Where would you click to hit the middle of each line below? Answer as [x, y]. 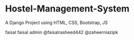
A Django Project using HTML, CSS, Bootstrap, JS [56, 22]
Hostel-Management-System [67, 9]
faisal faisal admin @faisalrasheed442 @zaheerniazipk [62, 32]
